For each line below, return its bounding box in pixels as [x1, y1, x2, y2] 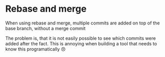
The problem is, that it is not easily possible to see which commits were [5, 35, 156, 41]
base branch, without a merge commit [5, 25, 86, 31]
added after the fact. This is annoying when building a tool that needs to [5, 40, 157, 46]
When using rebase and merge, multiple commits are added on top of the [5, 20, 160, 26]
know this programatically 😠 [5, 46, 66, 52]
